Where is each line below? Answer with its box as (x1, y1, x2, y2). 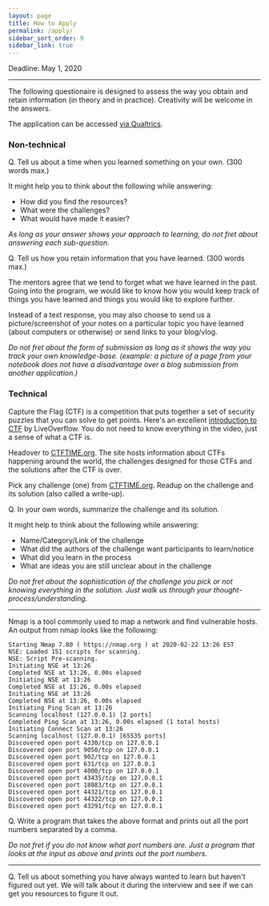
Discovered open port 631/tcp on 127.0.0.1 (8, 759, 156, 768)
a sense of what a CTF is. (8, 432, 92, 442)
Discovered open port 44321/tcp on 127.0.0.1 (8, 787, 163, 796)
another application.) (8, 368, 78, 378)
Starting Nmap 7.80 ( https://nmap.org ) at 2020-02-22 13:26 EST (8, 641, 235, 649)
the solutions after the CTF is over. (8, 464, 122, 474)
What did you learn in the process (19, 552, 132, 562)
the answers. (8, 103, 51, 113)
